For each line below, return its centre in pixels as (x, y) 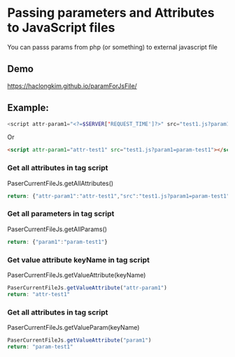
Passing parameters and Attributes (111, 13)
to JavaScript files (61, 28)
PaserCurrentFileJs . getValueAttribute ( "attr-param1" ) (87, 288)
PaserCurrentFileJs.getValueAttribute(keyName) (77, 275)
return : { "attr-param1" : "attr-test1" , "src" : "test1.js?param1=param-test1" (119, 196)
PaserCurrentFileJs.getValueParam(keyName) (73, 327)
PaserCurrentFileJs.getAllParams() (57, 229)
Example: (28, 108)
